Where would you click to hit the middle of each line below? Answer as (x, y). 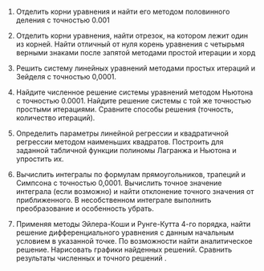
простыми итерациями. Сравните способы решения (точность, (125, 109)
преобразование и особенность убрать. (85, 208)
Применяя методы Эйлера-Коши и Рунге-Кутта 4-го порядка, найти (133, 224)
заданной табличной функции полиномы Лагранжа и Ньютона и (126, 150)
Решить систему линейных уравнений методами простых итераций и (136, 68)
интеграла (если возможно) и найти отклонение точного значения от (135, 191)
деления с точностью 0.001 (63, 20)
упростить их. (40, 159)
